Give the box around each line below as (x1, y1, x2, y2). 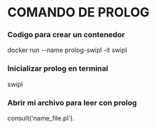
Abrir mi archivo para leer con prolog (7, 98, 137, 108)
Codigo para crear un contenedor (7, 30, 125, 40)
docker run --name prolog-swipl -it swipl (7, 46, 128, 54)
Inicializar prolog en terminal (7, 63, 108, 73)
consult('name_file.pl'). (7, 114, 75, 123)
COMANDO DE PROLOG (7, 4, 150, 21)
